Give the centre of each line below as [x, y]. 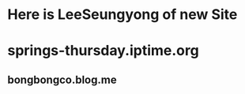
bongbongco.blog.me [62, 79]
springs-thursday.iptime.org [103, 51]
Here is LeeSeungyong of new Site [122, 15]
